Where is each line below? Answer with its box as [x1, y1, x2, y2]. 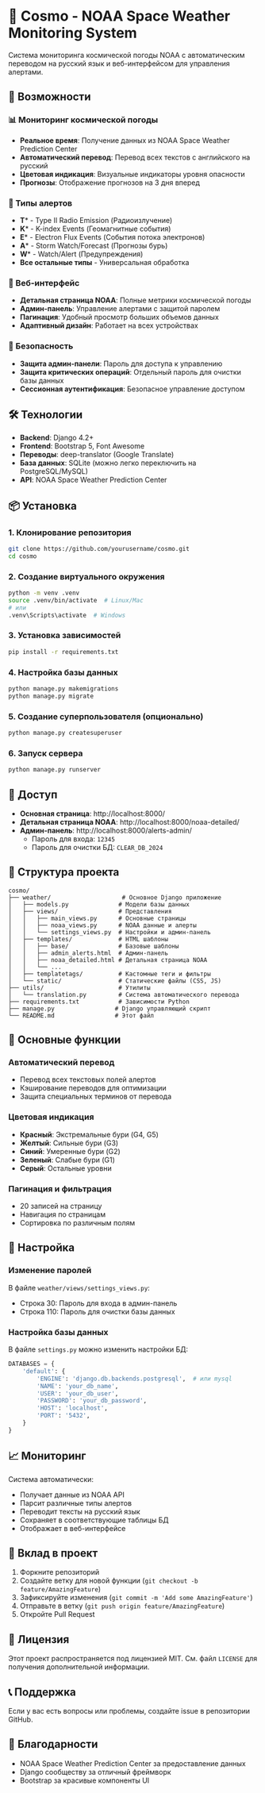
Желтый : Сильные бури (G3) [19, 1138, 119, 1148]
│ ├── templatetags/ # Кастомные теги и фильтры [8, 970, 212, 978]
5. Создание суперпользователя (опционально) [8, 710, 204, 721]
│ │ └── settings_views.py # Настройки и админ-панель [8, 928, 212, 936]
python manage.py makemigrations [8, 685, 119, 693]
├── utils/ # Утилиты [8, 983, 151, 991]
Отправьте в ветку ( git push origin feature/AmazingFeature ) [19, 1601, 225, 1610]
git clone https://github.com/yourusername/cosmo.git [8, 545, 190, 553]
